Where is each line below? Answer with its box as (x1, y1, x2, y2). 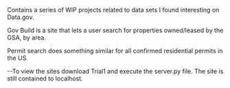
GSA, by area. (7, 33, 47, 42)
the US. (7, 54, 29, 62)
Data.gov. (7, 13, 34, 21)
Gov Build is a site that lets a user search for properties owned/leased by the (7, 27, 224, 34)
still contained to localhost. (7, 74, 84, 83)
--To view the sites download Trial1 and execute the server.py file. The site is (7, 68, 224, 75)
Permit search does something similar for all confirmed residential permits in (7, 47, 223, 55)
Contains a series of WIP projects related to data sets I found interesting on (7, 6, 220, 14)
